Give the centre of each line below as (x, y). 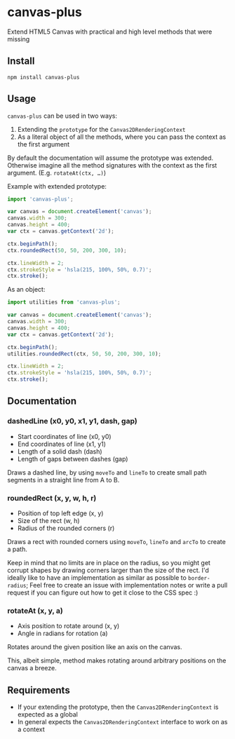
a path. (18, 549)
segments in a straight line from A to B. (63, 480)
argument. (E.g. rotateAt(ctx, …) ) (57, 172)
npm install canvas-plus (43, 77)
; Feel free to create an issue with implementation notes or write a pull (127, 585)
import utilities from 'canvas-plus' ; (64, 302)
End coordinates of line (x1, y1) (62, 444)
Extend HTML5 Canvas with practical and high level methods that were (110, 32)
